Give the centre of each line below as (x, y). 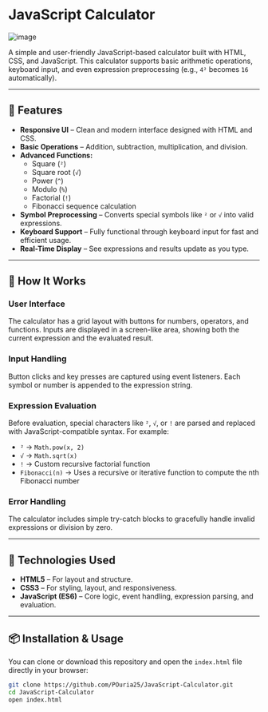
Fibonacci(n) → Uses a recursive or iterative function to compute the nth (139, 472)
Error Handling (37, 501)
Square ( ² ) (49, 163)
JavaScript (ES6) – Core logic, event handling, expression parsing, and (136, 596)
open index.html (35, 700)
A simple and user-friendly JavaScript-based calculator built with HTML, (127, 52)
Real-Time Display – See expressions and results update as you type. (134, 249)
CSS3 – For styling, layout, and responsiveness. (98, 588)
